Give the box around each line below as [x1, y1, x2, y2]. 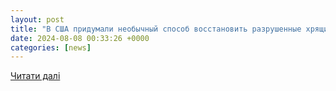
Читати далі [10, 70, 61, 82]
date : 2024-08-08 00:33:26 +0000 [10, 33, 150, 43]
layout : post [10, 14, 65, 25]
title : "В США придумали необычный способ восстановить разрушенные [10, 24, 302, 34]
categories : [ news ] [10, 42, 92, 53]
